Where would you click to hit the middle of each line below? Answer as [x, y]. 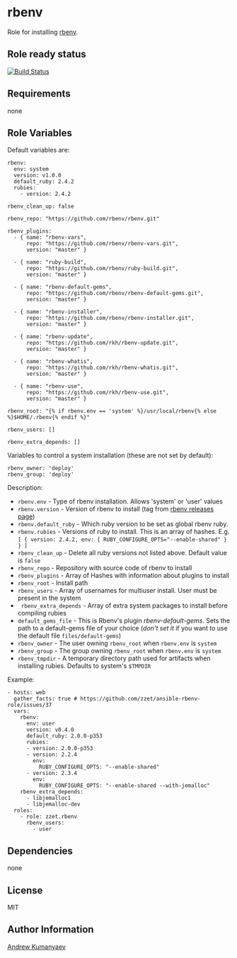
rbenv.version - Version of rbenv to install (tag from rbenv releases [116, 509]
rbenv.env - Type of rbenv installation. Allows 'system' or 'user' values [120, 501]
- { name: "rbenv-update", [53, 337]
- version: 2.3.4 [52, 774]
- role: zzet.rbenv [49, 817]
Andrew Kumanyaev [36, 947]
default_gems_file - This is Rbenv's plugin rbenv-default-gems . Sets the [124, 620]
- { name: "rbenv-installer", [58, 312]
